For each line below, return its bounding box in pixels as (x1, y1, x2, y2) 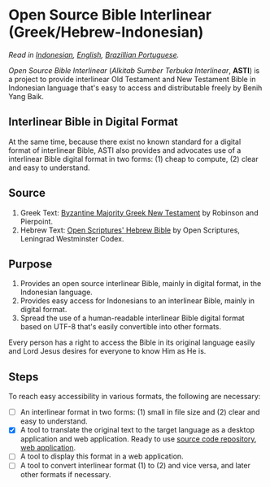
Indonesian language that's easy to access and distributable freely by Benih (8, 83, 263, 93)
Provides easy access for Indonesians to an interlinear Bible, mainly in (20, 296, 255, 306)
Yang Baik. (8, 91, 45, 101)
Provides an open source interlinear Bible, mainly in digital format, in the (20, 279, 262, 289)
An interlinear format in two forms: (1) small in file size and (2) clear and (20, 407, 260, 417)
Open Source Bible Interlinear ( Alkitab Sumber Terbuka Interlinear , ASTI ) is (8, 65, 260, 75)
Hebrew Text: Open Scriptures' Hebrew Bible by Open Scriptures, (20, 225, 240, 235)
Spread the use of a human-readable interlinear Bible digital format (20, 313, 246, 323)
